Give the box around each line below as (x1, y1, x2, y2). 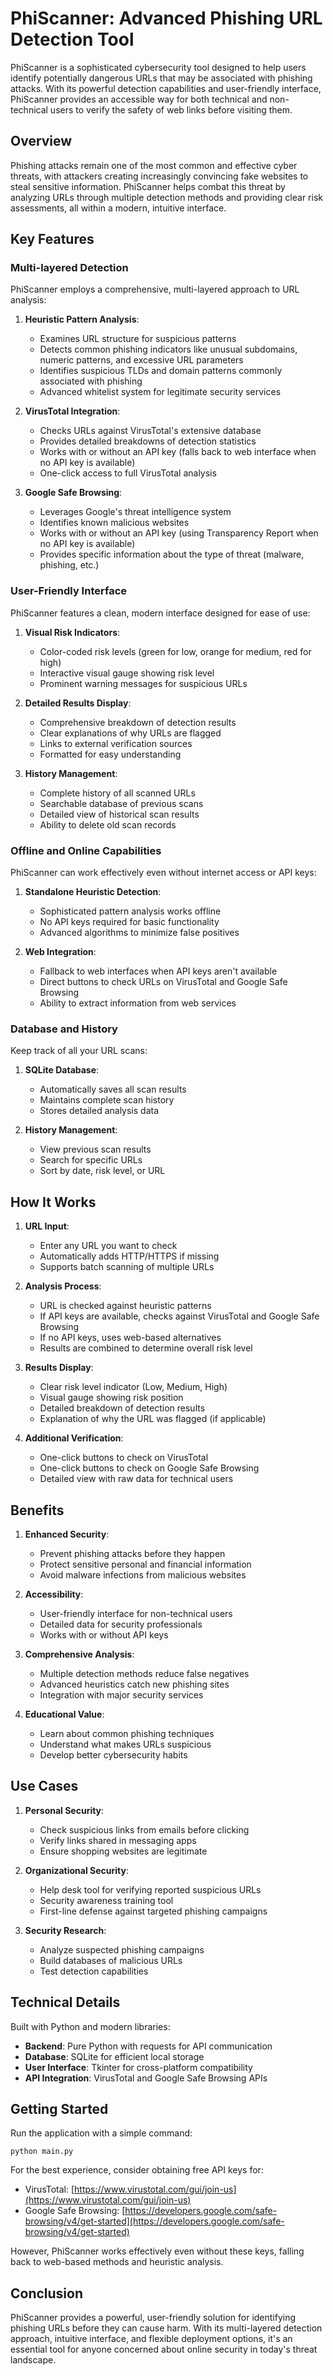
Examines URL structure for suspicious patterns (39, 333, 237, 345)
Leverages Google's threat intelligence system (39, 506, 232, 518)
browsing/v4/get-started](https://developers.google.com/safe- (24, 2215, 285, 2227)
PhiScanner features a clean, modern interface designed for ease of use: (10, 607, 311, 619)
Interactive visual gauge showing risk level (39, 667, 215, 679)
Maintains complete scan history (39, 1094, 175, 1106)
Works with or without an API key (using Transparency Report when (39, 527, 319, 539)
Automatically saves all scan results (39, 1083, 187, 1096)
